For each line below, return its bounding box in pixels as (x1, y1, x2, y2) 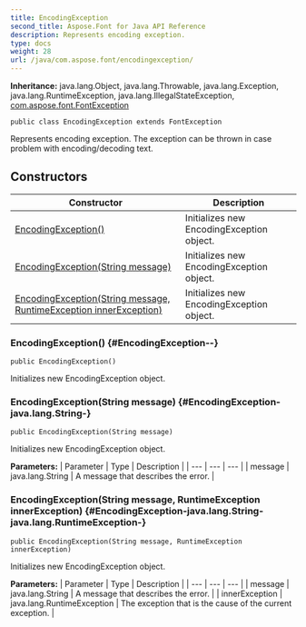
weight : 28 (10, 47, 52, 56)
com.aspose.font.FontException (10, 100, 130, 110)
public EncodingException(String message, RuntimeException (10, 537, 243, 546)
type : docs (10, 38, 52, 48)
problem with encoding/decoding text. (10, 143, 153, 154)
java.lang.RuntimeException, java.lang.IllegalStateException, (10, 90, 235, 101)
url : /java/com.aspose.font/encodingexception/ (10, 55, 194, 65)
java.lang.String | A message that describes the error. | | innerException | (10, 588, 283, 599)
